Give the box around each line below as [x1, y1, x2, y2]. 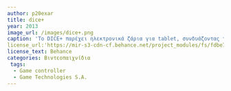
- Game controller [13, 67, 67, 74]
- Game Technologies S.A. [13, 73, 88, 81]
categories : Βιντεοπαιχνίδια [7, 55, 91, 62]
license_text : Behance [7, 49, 72, 55]
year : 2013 [7, 23, 38, 29]
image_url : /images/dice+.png [7, 29, 94, 36]
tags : [10, 61, 26, 68]
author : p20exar [7, 10, 54, 17]
